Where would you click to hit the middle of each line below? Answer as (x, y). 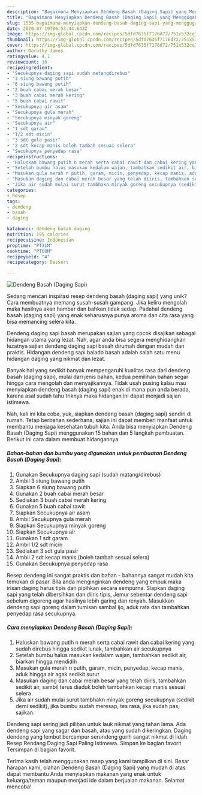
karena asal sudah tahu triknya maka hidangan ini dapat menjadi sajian (94, 396)
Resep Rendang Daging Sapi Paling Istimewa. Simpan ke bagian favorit (94, 743)
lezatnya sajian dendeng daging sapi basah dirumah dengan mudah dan (96, 346)
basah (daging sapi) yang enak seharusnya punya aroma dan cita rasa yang (100, 315)
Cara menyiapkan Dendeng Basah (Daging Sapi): (70, 627)
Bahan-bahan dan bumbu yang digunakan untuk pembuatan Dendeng (97, 453)
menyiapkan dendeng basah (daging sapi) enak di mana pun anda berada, (99, 390)
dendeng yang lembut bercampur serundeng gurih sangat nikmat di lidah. (98, 737)
